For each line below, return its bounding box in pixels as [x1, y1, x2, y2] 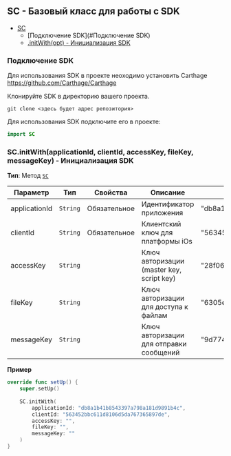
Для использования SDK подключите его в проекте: [7, 117, 161, 126]
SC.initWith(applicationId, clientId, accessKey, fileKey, [7, 147, 194, 157]
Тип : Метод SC [7, 172, 49, 180]
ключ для [141, 228, 173, 237]
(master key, [141, 265, 182, 275]
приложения [141, 208, 184, 218]
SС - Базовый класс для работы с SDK [7, 6, 180, 17]
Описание [150, 188, 186, 197]
